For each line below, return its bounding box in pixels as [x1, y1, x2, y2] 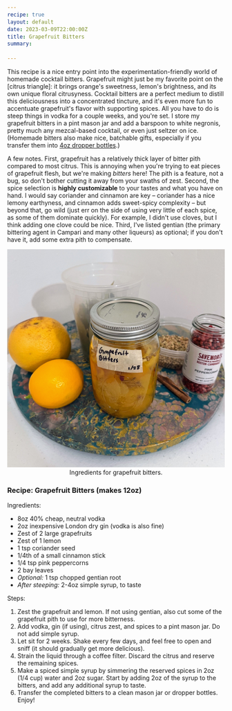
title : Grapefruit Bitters [7, 33, 85, 40]
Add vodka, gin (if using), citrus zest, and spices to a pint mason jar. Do [17, 622, 220, 631]
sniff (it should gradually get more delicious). [17, 645, 145, 653]
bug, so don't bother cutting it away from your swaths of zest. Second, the [7, 177, 220, 185]
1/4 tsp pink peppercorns [17, 559, 89, 567]
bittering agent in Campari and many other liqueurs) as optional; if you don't [7, 228, 223, 236]
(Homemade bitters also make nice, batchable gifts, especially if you [7, 134, 202, 142]
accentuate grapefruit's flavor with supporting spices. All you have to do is [7, 105, 220, 112]
